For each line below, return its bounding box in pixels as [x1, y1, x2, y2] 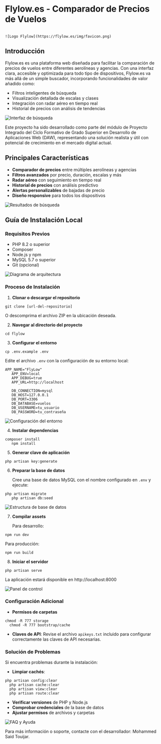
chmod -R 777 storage [5, 618, 49, 623]
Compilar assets [12, 513, 46, 519]
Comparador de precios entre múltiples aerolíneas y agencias [12, 166, 137, 173]
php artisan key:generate [5, 459, 57, 464]
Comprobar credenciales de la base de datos [12, 705, 104, 711]
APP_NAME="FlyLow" [5, 367, 42, 372]
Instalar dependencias [12, 427, 59, 433]
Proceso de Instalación [5, 284, 60, 291]
